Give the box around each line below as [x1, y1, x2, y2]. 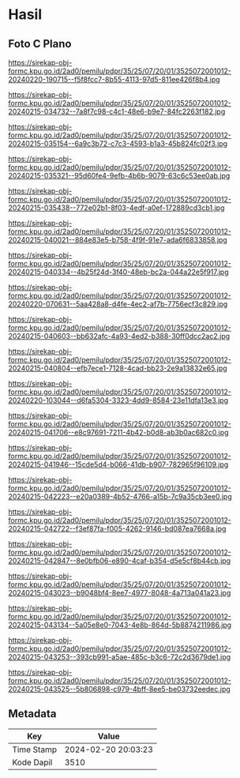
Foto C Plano [8, 37, 72, 51]
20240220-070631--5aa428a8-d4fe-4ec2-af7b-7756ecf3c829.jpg [8, 299, 228, 309]
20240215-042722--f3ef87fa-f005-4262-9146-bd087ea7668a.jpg [8, 524, 227, 533]
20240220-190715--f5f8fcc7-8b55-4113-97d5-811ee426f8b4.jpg [8, 75, 220, 84]
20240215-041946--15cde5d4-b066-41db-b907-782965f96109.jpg [8, 460, 229, 469]
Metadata [8, 707, 57, 720]
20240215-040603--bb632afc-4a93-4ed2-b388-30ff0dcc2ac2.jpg [8, 332, 231, 340]
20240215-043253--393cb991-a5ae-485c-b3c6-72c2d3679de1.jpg [8, 652, 231, 661]
